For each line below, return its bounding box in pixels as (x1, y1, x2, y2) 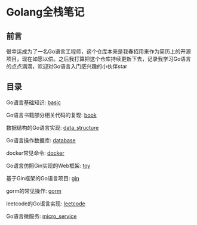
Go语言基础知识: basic (6, 99, 61, 106)
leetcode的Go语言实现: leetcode (6, 200, 85, 207)
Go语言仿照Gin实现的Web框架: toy (6, 162, 91, 169)
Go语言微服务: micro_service (6, 212, 77, 220)
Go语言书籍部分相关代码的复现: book (6, 111, 97, 118)
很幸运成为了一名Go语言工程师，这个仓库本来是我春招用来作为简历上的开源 (6, 48, 191, 55)
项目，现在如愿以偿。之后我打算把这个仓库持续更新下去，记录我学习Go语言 (6, 55, 191, 62)
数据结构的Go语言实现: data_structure (6, 124, 99, 131)
